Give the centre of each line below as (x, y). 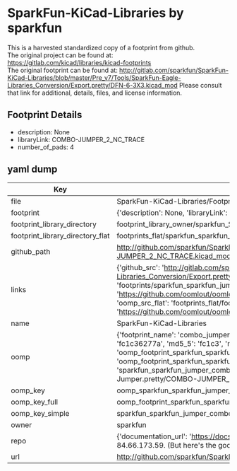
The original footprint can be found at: (62, 70)
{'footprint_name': (146, 335)
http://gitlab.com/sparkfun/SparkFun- (174, 70)
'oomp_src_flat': (142, 303)
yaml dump (32, 169)
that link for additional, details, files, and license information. (95, 93)
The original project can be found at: (60, 55)
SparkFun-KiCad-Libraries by (96, 13)
